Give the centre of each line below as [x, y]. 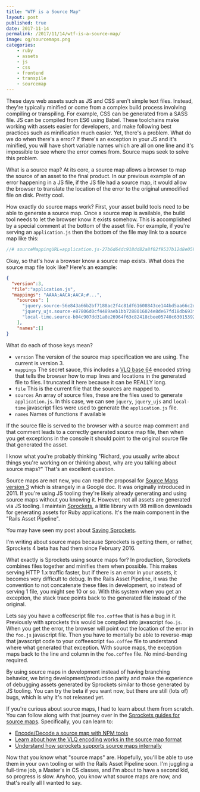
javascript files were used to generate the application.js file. [103, 408]
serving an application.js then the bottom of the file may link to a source [96, 232]
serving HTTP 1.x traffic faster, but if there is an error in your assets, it [92, 572]
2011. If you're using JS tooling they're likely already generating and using [96, 493]
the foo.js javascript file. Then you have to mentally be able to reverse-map [99, 635]
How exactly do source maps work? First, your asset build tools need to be [98, 207]
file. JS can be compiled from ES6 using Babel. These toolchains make [93, 120]
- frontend [30, 73]
